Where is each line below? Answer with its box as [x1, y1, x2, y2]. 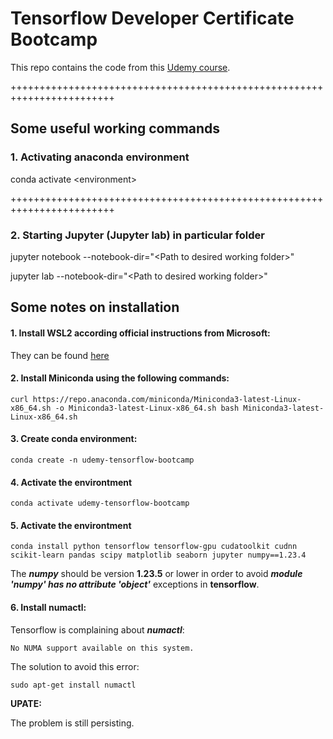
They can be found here [10, 349, 110, 361]
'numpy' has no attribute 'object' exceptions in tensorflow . [10, 578, 260, 591]
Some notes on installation [10, 299, 180, 316]
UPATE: [10, 697, 42, 709]
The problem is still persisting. [10, 717, 135, 729]
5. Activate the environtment [10, 519, 132, 531]
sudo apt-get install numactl [10, 680, 137, 690]
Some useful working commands [10, 120, 221, 137]
